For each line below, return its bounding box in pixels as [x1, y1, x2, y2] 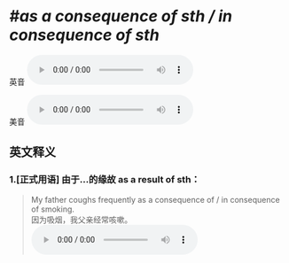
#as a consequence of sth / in [9, 6, 233, 27]
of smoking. [30, 204, 75, 214]
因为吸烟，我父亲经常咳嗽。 [30, 214, 133, 225]
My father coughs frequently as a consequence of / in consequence [30, 194, 281, 205]
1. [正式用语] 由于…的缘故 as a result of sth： [9, 174, 201, 186]
